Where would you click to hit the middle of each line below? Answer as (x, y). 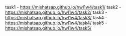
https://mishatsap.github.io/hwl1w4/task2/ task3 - (56, 12)
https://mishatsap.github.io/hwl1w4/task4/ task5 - (56, 23)
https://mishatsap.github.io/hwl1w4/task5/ (48, 28)
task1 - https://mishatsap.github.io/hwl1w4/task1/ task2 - (63, 7)
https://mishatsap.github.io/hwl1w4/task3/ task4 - (56, 18)
